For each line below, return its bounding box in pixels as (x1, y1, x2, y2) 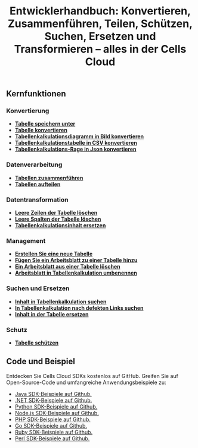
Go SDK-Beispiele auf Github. (14, 422, 88, 429)
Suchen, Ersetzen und (44, 30, 156, 43)
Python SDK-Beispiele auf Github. (14, 403, 98, 410)
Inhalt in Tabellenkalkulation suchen (14, 298, 107, 305)
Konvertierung (6, 106, 49, 115)
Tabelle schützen (14, 339, 59, 346)
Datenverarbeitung (6, 160, 63, 169)
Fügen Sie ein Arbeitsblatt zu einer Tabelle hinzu (14, 257, 138, 264)
